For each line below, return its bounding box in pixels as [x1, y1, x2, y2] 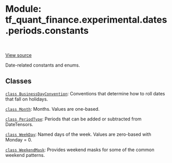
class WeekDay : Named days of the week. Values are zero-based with [5, 131, 151, 137]
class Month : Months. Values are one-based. [5, 106, 100, 112]
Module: [5, 3, 42, 15]
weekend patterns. [5, 152, 45, 158]
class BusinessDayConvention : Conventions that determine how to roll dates [5, 90, 165, 96]
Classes [5, 77, 32, 86]
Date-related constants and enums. [5, 62, 81, 68]
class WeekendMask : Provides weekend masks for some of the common [5, 147, 155, 153]
